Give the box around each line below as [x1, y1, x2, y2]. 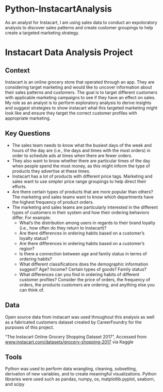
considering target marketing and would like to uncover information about [5, 84, 152, 90]
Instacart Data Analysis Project [5, 47, 133, 58]
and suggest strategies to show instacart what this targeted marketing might [5, 105, 158, 110]
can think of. [19, 287, 45, 293]
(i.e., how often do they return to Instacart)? [19, 225, 107, 231]
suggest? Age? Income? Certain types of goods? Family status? [19, 266, 147, 272]
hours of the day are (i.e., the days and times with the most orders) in [12, 147, 150, 153]
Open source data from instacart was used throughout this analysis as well [5, 314, 155, 320]
